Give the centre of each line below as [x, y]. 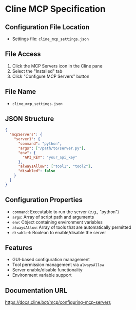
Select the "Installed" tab [37, 71]
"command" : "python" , [40, 144]
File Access [23, 54]
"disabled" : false [37, 171]
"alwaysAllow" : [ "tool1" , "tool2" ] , [55, 166]
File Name [21, 92]
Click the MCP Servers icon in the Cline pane [57, 66]
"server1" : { [27, 139]
